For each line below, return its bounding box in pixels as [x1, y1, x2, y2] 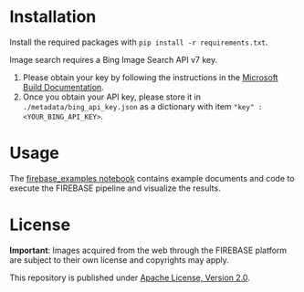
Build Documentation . [22, 81, 105, 92]
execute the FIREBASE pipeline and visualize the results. [9, 182, 221, 193]
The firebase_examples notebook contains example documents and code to [9, 172, 295, 183]
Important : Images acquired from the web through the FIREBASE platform [9, 245, 288, 255]
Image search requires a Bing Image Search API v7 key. [9, 54, 218, 65]
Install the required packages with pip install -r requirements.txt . [9, 36, 268, 47]
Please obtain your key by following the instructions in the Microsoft [22, 71, 278, 83]
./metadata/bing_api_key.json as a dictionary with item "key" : [22, 100, 263, 111]
